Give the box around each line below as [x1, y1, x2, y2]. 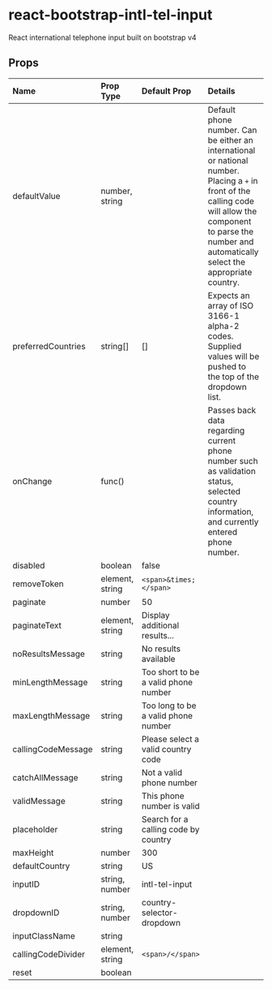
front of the [207, 185, 251, 197]
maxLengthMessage [12, 710, 91, 721]
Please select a [141, 733, 200, 745]
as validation [207, 465, 257, 477]
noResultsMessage [12, 648, 85, 659]
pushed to [207, 361, 247, 372]
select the [207, 256, 245, 267]
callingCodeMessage [12, 743, 93, 754]
